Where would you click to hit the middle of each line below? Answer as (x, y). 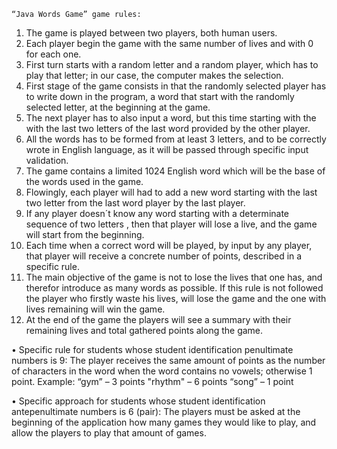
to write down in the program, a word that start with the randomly (160, 96)
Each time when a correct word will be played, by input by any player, (169, 245)
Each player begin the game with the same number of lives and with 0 (169, 43)
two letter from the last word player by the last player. (135, 203)
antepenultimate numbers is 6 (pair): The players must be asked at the (156, 411)
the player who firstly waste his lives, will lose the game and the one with (176, 298)
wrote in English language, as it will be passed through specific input (167, 149)
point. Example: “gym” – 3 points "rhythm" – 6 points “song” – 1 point (152, 381)
